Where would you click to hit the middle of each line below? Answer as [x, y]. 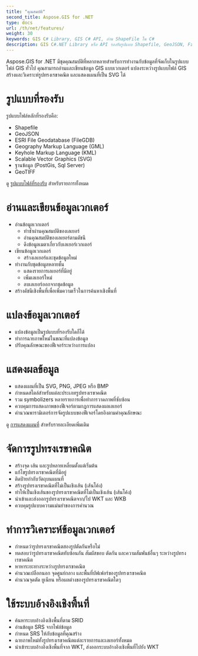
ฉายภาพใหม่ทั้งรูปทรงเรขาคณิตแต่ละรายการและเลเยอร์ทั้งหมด [73, 640]
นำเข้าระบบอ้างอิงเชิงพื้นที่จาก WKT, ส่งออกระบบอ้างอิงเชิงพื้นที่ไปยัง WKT [87, 647]
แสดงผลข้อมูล [32, 369]
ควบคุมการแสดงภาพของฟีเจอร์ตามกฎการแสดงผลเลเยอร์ [68, 406]
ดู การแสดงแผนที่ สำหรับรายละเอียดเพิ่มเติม [48, 424]
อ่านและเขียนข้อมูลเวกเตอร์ [57, 207]
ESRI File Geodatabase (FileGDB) [55, 140]
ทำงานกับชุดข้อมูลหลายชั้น [39, 264]
